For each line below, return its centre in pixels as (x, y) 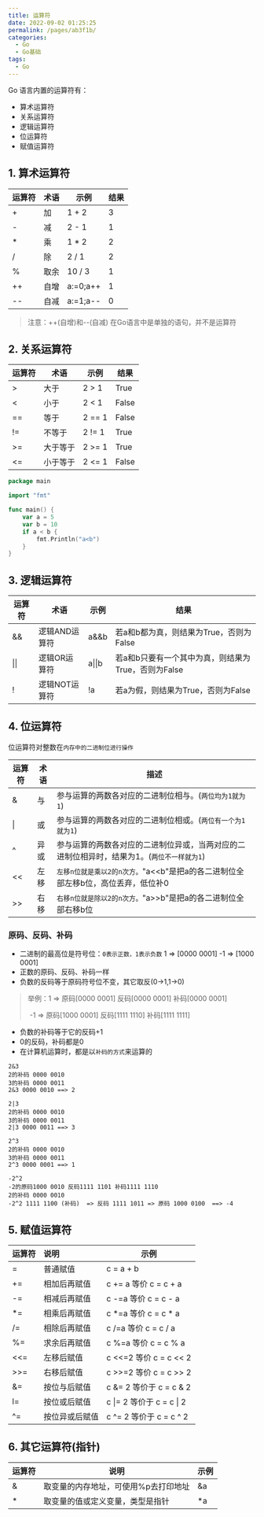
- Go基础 (28, 52)
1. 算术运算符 (39, 173)
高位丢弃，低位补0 (135, 883)
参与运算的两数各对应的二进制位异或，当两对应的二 (151, 844)
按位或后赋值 (68, 1401)
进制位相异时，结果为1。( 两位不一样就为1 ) (131, 856)
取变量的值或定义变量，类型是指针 (107, 1501)
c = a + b (123, 1268)
